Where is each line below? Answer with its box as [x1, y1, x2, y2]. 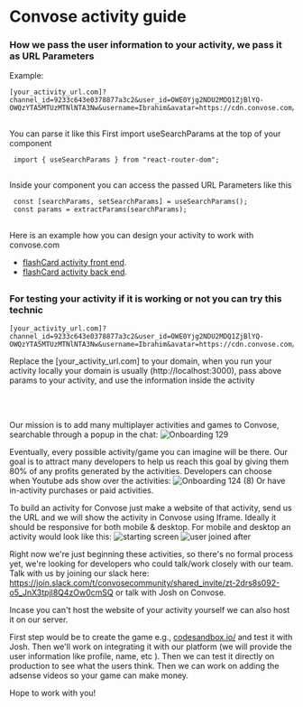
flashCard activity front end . [22, 256, 127, 267]
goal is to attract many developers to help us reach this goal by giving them [9, 456, 289, 467]
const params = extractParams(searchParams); [13, 205, 188, 214]
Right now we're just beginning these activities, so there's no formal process [9, 549, 294, 560]
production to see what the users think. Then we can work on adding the [9, 661, 280, 672]
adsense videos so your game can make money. [9, 670, 189, 681]
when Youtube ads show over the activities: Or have [9, 476, 286, 487]
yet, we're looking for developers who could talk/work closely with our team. [9, 558, 294, 570]
